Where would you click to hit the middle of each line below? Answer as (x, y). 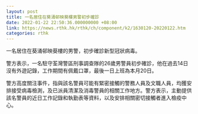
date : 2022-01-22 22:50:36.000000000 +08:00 (62, 22)
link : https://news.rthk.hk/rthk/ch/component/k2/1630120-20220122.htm (96, 28)
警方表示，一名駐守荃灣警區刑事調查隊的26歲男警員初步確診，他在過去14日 (97, 63)
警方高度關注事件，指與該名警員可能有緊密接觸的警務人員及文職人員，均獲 (96, 83)
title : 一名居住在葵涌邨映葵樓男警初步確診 (53, 17)
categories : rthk (27, 33)
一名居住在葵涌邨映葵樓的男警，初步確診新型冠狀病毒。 (73, 51)
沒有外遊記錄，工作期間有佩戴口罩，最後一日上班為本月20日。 (82, 71)
